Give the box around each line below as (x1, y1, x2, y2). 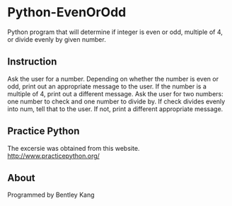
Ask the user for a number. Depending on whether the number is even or (7, 74, 219, 83)
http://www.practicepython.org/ (7, 151, 100, 160)
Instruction (7, 56, 57, 68)
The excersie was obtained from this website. (7, 144, 140, 152)
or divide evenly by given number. (7, 35, 106, 43)
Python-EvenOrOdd (7, 4, 127, 21)
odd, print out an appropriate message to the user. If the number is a (7, 82, 207, 91)
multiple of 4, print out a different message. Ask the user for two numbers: (7, 89, 224, 98)
